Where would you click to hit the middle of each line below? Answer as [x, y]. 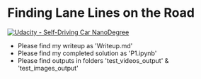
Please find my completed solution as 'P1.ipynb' [87, 53]
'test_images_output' [48, 68]
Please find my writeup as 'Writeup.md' [75, 45]
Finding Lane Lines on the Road [101, 13]
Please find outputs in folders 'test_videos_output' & [93, 60]
